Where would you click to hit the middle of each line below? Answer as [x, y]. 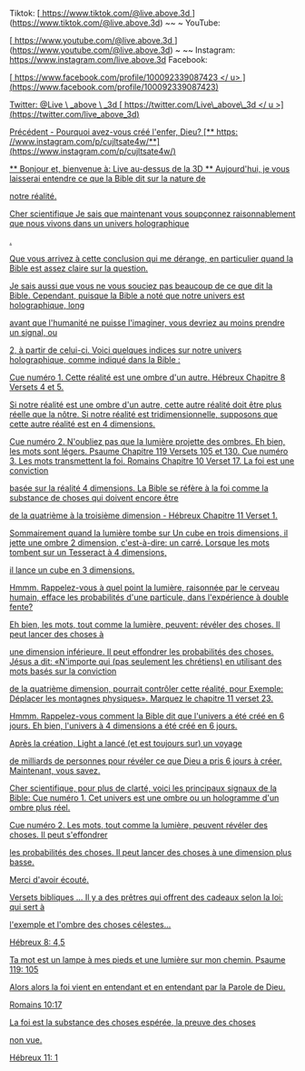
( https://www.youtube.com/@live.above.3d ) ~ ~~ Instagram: [123, 50]
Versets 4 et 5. [37, 387]
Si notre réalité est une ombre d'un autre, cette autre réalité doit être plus [146, 405]
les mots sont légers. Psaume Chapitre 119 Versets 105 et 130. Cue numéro [149, 451]
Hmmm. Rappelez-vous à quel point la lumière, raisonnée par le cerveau [144, 587]
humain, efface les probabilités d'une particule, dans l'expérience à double [149, 597]
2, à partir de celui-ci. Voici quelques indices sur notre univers [126, 350]
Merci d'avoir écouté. [49, 880]
